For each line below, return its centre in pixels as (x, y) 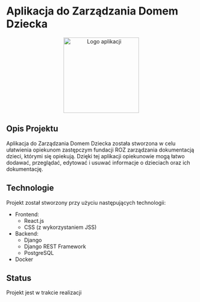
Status (19, 278)
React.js (34, 220)
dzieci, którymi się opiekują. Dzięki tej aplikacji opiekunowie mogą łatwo (95, 156)
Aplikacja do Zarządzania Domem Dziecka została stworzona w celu (91, 143)
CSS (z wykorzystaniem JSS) (60, 227)
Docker (24, 259)
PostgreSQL (39, 252)
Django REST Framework (55, 246)
